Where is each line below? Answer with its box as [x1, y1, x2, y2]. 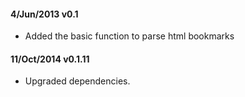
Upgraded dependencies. [24, 75, 131, 87]
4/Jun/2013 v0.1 [10, 8, 79, 20]
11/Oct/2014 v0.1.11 [10, 53, 90, 65]
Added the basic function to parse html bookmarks [24, 30, 235, 42]
